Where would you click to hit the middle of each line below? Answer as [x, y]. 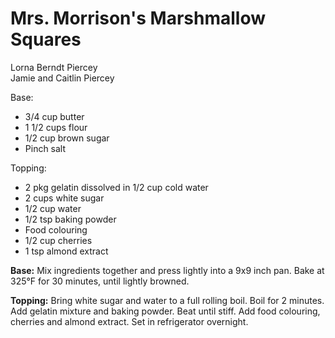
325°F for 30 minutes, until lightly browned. [100, 281]
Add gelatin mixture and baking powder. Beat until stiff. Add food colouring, [165, 311]
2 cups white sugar [64, 198]
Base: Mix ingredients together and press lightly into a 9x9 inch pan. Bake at [167, 270]
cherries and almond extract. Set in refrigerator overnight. [129, 321]
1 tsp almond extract [66, 251]
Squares [46, 39]
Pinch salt [45, 148]
